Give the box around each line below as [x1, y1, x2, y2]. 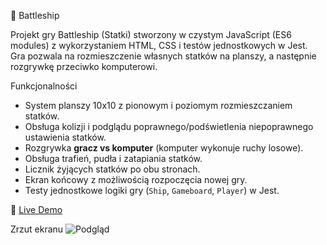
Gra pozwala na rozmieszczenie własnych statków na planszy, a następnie [10, 50, 317, 62]
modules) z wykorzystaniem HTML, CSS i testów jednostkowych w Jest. [10, 40, 308, 51]
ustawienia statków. [24, 131, 107, 143]
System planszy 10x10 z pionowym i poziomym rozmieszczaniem [24, 100, 293, 111]
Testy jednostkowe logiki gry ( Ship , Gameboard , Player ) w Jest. [24, 185, 280, 196]
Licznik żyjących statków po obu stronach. [24, 163, 201, 175]
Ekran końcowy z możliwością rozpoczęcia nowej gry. [24, 174, 248, 185]
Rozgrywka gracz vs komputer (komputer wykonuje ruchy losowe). [24, 142, 304, 154]
